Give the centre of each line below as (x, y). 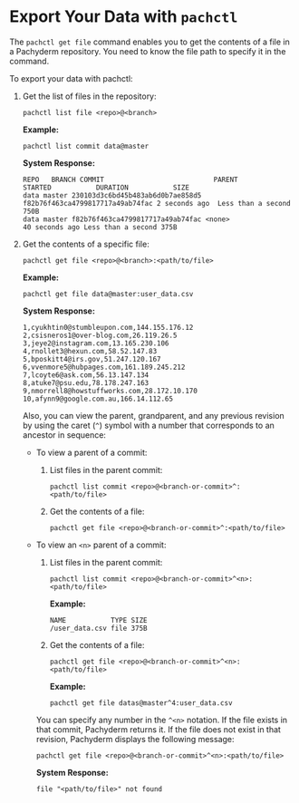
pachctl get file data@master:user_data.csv (108, 294)
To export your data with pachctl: (71, 78)
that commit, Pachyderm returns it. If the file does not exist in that (158, 729)
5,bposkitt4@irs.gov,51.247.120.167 (92, 359)
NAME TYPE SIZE (98, 620)
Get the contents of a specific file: (86, 244)
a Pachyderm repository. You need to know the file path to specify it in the (148, 51)
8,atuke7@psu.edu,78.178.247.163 (86, 382)
